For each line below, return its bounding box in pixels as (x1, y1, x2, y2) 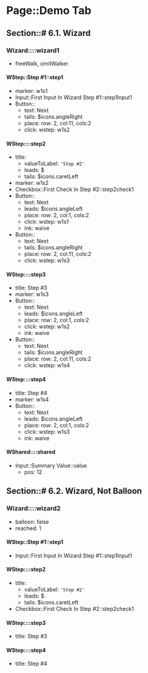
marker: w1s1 (15, 88, 48, 95)
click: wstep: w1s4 (24, 362, 70, 369)
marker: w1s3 (15, 291, 49, 298)
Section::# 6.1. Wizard (6, 28, 91, 38)
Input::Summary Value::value (15, 461, 87, 469)
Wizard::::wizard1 (6, 46, 59, 55)
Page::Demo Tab (6, 4, 92, 18)
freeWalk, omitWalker (15, 60, 69, 67)
